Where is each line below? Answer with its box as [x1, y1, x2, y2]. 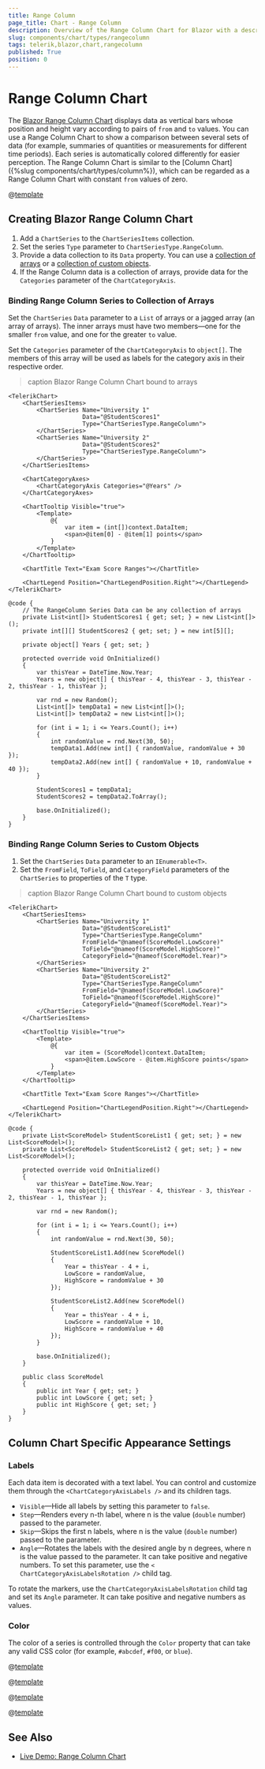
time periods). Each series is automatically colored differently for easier [8, 149, 241, 159]
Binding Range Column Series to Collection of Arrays [8, 295, 215, 306]
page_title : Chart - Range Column [8, 19, 122, 27]
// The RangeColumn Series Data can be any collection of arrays [22, 606, 242, 614]
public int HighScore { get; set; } [36, 1401, 157, 1409]
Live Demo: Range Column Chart [19, 1752, 126, 1761]
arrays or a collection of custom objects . [19, 258, 151, 268]
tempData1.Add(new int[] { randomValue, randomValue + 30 [50, 744, 245, 752]
